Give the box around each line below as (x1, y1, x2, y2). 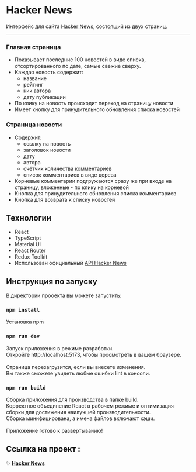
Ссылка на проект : (6, 444, 80, 454)
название (23, 75, 47, 82)
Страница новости (6, 120, 62, 129)
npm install (6, 306, 40, 313)
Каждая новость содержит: (14, 68, 83, 76)
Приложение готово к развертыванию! (6, 428, 103, 435)
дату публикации (23, 94, 66, 101)
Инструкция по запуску (6, 276, 97, 287)
